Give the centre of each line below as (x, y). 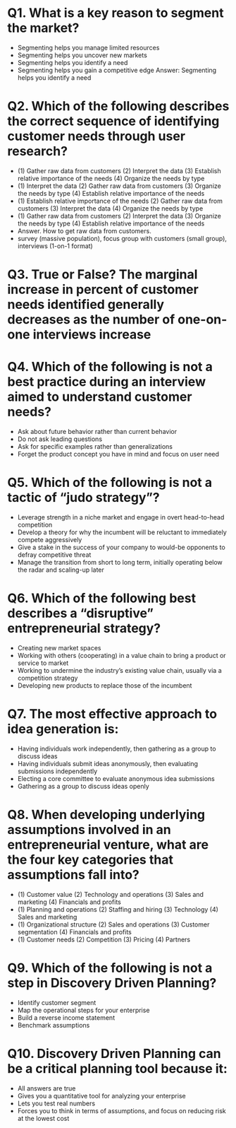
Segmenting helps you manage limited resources (88, 47)
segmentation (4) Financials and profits (74, 932)
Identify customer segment (57, 1002)
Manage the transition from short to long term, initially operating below (120, 562)
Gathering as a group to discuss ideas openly (83, 786)
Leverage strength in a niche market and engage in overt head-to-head (121, 517)
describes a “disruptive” (80, 613)
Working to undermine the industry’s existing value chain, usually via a (119, 670)
